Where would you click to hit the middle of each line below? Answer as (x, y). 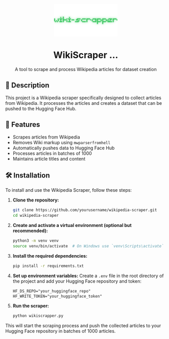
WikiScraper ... (86, 55)
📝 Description (27, 85)
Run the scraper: (31, 306)
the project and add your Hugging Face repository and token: (77, 281)
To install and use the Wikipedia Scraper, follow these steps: (68, 190)
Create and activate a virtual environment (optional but (72, 225)
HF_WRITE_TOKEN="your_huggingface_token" (57, 296)
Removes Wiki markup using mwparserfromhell (62, 142)
